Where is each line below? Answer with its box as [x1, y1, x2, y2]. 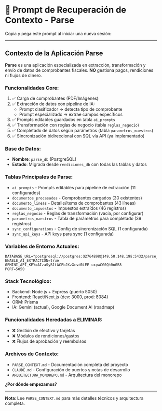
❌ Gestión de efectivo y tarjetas [12, 327, 75, 333]
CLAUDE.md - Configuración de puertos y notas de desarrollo [12, 366, 130, 372]
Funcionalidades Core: [5, 84, 59, 91]
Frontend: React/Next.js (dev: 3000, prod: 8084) [12, 294, 108, 300]
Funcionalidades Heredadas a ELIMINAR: [5, 317, 103, 323]
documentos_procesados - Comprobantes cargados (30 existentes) [12, 195, 142, 200]
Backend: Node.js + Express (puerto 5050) [12, 289, 97, 295]
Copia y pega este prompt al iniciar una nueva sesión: [5, 30, 112, 36]
